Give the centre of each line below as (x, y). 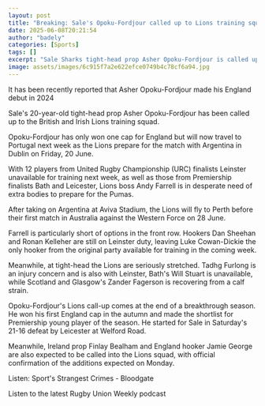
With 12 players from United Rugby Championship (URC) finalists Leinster (127, 169)
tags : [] (22, 52)
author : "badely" (37, 38)
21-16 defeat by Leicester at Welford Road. (77, 331)
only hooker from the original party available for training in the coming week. (132, 250)
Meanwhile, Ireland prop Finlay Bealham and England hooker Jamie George (131, 346)
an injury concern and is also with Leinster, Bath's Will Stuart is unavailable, (131, 273)
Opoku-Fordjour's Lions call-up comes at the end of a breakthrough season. (132, 306)
